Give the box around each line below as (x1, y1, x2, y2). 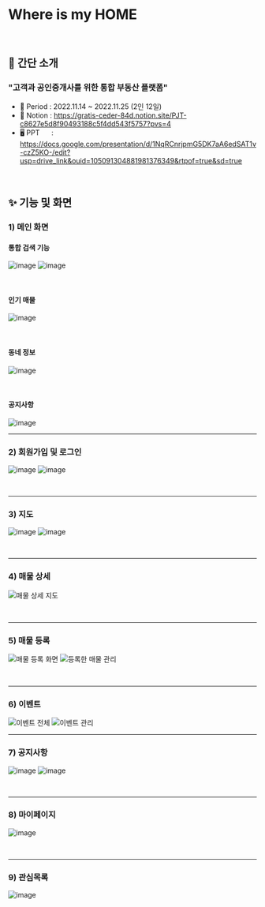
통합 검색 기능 (8, 242, 50, 252)
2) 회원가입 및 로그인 (8, 446, 82, 457)
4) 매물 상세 (8, 571, 51, 582)
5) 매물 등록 (8, 635, 50, 646)
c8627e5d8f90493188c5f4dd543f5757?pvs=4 (19, 118, 171, 128)
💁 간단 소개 (8, 57, 59, 70)
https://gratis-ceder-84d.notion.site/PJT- (54, 111, 187, 120)
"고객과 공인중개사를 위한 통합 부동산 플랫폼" (8, 82, 168, 93)
